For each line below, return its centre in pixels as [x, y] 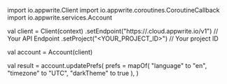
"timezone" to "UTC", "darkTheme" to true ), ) [73, 73]
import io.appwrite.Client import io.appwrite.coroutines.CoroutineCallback [113, 10]
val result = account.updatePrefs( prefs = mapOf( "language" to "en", [107, 65]
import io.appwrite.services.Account [60, 17]
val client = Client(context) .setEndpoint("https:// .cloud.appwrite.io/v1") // [113, 31]
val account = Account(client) [50, 52]
